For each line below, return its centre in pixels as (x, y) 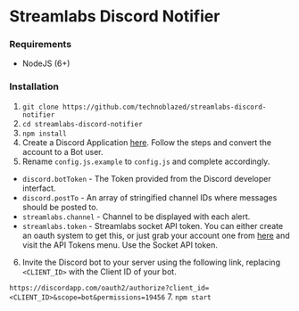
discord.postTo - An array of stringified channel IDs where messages (149, 197)
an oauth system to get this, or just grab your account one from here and (156, 235)
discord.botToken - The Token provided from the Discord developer (146, 178)
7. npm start (189, 297)
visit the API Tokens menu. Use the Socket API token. (120, 245)
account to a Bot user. (63, 151)
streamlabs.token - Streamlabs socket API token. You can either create (153, 225)
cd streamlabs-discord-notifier (82, 124)
